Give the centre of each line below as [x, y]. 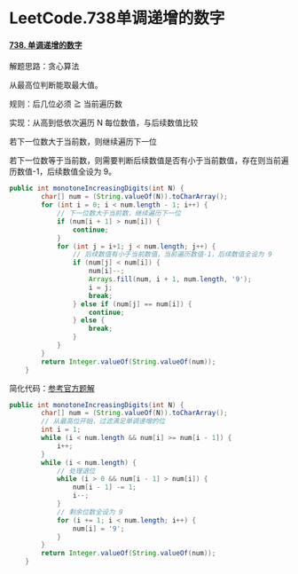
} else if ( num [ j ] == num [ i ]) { [132, 304]
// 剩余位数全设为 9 [90, 512]
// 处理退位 [76, 471]
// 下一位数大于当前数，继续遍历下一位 [119, 214]
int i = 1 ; [61, 430]
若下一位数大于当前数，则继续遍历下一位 [83, 142]
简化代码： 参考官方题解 [52, 388]
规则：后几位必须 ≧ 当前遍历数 [66, 104]
